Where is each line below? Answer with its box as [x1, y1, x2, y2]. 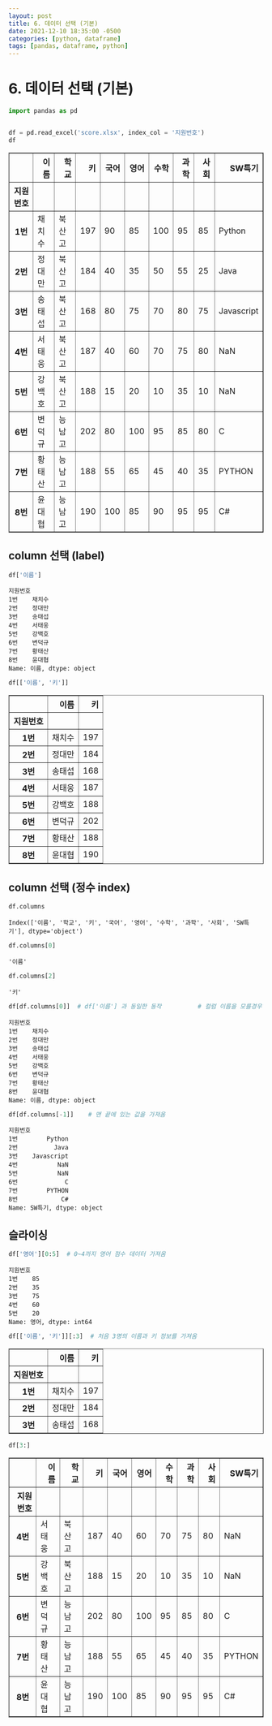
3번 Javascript [8, 1152, 69, 1161]
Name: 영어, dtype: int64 [8, 1318, 93, 1327]
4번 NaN [8, 1161, 69, 1169]
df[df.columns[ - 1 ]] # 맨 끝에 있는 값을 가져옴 [8, 1110, 166, 1119]
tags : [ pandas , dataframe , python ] [8, 42, 129, 50]
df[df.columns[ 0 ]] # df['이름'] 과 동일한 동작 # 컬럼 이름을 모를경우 [8, 1002, 262, 1011]
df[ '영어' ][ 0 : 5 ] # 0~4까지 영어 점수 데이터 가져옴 [8, 1250, 166, 1258]
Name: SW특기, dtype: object [8, 1204, 104, 1212]
